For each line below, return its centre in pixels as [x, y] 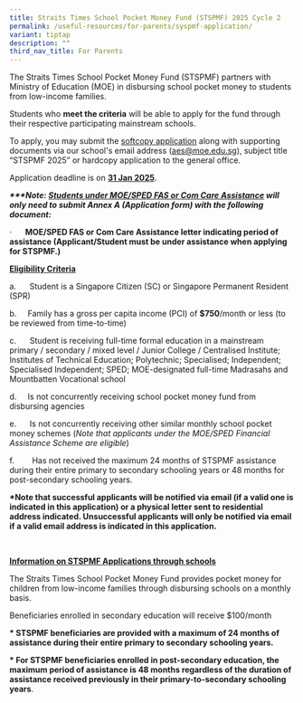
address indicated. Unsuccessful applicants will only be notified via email [151, 517]
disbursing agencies [47, 406]
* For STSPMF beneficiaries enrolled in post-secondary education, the [144, 660]
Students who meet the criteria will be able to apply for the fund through [145, 114]
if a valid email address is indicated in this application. [113, 527]
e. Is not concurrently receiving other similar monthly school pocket [141, 424]
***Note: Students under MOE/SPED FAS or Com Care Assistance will [145, 195]
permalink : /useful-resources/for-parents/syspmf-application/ [131, 26]
